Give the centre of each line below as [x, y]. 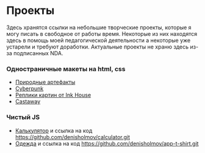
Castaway [28, 101]
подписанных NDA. [38, 53]
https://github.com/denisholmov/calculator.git [72, 137]
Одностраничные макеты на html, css [66, 69]
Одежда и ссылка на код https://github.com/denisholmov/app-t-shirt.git [107, 143]
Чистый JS [23, 117]
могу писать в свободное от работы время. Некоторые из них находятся [102, 33]
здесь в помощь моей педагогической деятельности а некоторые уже [99, 40]
